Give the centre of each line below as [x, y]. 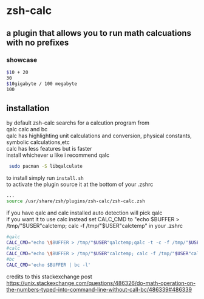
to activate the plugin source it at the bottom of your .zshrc [80, 184]
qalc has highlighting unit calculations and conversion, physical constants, [99, 136]
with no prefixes [38, 42]
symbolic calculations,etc [38, 142]
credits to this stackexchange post [49, 277]
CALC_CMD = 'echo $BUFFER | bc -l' [49, 265]
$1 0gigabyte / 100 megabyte [42, 84]
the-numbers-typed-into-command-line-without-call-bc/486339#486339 [99, 290]
